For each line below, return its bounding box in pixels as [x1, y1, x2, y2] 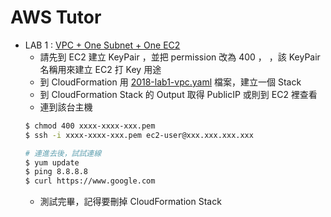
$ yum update [24, 157, 80, 168]
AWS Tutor [10, 6, 102, 29]
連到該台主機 [39, 101, 93, 113]
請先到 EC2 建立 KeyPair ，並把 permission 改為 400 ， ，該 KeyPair [39, 51, 321, 63]
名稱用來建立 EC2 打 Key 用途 [39, 63, 162, 75]
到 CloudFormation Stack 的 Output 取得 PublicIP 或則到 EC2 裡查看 [39, 88, 318, 100]
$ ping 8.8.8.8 [24, 167, 89, 177]
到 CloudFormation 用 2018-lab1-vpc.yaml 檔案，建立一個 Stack [39, 76, 302, 88]
